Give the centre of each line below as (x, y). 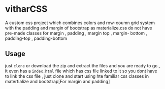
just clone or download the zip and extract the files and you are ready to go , (82, 65)
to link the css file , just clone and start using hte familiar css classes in (77, 76)
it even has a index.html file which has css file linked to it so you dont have (81, 71)
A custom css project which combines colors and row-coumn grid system (80, 23)
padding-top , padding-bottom (36, 38)
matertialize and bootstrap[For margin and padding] (58, 81)
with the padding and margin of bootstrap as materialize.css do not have (79, 28)
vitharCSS (26, 9)
